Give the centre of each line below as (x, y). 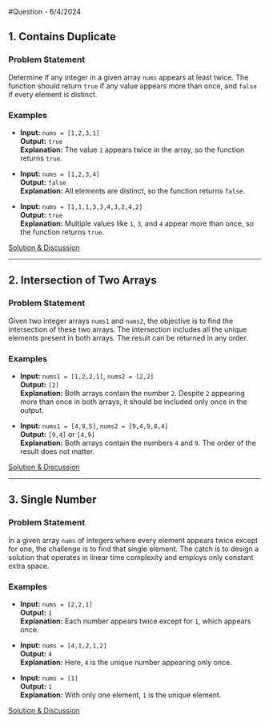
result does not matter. (57, 451)
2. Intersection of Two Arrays (83, 280)
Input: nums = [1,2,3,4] (60, 174)
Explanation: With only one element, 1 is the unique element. (120, 695)
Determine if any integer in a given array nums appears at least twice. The (128, 77)
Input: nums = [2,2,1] (56, 604)
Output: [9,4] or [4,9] (57, 434)
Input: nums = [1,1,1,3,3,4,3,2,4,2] (81, 206)
